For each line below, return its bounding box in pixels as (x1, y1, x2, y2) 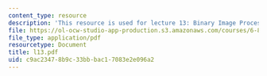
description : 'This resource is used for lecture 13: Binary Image (8, 19, 237, 27)
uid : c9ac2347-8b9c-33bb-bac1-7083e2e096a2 (8, 56, 155, 64)
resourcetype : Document (8, 41, 87, 49)
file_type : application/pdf (8, 33, 102, 42)
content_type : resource (8, 11, 87, 20)
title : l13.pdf (8, 48, 59, 56)
